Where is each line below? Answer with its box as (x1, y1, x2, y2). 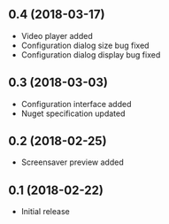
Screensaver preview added (20, 157, 125, 167)
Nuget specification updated (20, 108, 126, 119)
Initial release (20, 206, 70, 217)
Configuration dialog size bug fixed (20, 40, 150, 50)
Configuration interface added (20, 98, 132, 109)
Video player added (20, 30, 94, 41)
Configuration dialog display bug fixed (20, 49, 161, 60)
